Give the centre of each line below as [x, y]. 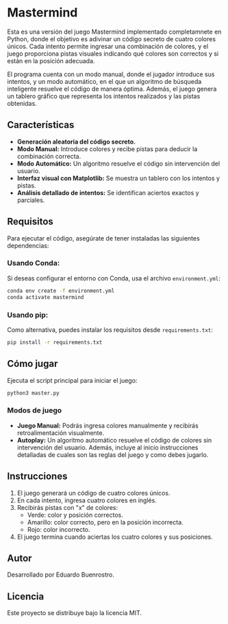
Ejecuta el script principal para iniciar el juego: [72, 380]
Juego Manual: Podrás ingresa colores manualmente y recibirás [107, 425]
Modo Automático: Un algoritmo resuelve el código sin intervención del [118, 164]
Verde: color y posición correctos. [75, 515]
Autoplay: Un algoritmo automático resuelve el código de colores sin [114, 440]
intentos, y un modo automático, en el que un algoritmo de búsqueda [104, 81]
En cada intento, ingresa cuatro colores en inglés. [87, 500]
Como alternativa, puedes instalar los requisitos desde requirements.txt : [110, 330]
